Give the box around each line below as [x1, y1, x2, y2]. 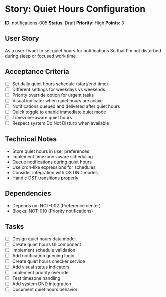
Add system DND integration [12, 281, 71, 287]
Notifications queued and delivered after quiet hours [12, 103, 120, 109]
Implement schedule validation [12, 247, 76, 253]
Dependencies [5, 189, 51, 198]
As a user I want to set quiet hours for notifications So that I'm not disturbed [5, 47, 161, 53]
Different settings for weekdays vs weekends [12, 86, 106, 92]
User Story [5, 34, 39, 43]
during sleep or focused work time [5, 53, 76, 59]
